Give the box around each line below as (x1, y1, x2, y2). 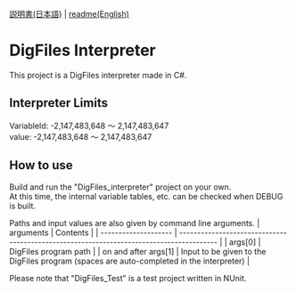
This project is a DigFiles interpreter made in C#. (9, 69, 187, 80)
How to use (9, 158, 73, 173)
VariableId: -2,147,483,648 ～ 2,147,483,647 (9, 120, 169, 131)
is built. (9, 200, 37, 211)
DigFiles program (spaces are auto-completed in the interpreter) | (9, 255, 251, 266)
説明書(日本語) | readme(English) (9, 9, 129, 19)
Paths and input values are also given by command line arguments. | (9, 217, 260, 228)
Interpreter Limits (9, 95, 109, 110)
